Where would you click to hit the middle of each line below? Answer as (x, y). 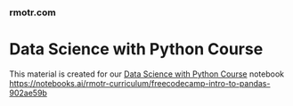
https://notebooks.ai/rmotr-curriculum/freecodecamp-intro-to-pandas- (140, 83)
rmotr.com (33, 12)
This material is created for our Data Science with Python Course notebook (147, 74)
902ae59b (28, 93)
